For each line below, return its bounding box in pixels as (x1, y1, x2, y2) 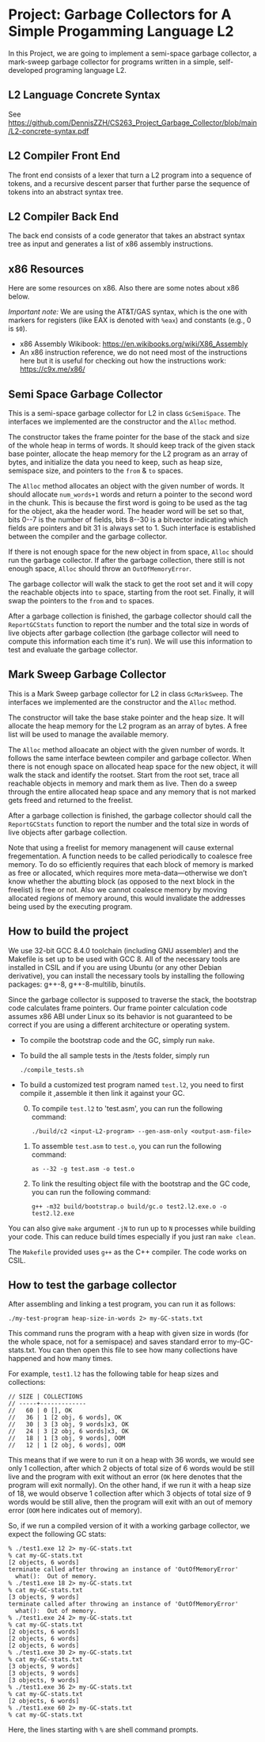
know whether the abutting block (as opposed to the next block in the (8, 877, 235, 886)
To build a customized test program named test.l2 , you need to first (19, 1079, 244, 1090)
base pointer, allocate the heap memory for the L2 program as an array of (8, 449, 248, 458)
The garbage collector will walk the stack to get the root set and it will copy (8, 580, 253, 588)
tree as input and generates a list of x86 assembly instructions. (8, 239, 214, 249)
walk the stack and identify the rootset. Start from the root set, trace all (8, 770, 240, 779)
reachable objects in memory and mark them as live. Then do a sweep (8, 778, 237, 788)
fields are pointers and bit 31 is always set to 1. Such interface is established (8, 523, 256, 532)
